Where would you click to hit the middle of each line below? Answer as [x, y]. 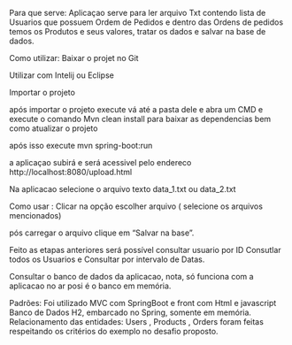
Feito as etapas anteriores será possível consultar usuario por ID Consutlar [145, 250]
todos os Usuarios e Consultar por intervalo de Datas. [107, 259]
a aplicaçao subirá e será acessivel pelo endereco [100, 162]
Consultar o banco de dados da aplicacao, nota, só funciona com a [131, 276]
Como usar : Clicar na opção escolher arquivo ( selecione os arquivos [136, 206]
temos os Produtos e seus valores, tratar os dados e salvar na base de [138, 31]
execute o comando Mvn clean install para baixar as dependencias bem [140, 119]
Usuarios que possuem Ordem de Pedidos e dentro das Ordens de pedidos [146, 22]
